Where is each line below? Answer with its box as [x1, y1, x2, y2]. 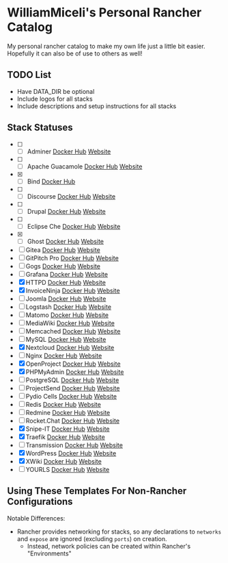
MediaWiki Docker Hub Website [25, 319, 115, 327]
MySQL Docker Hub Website [25, 336, 106, 343]
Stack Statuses [7, 122, 73, 134]
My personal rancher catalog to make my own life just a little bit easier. [7, 42, 206, 50]
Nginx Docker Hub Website [25, 351, 102, 360]
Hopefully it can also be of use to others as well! [7, 49, 143, 58]
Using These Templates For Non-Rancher [7, 485, 187, 497]
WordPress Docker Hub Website [25, 449, 117, 457]
